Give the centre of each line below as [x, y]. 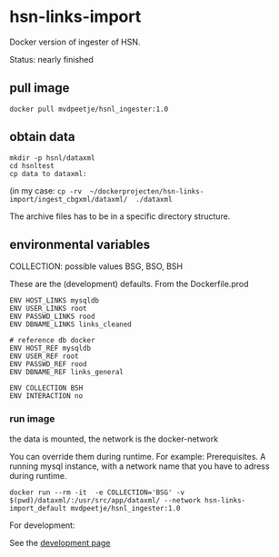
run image [32, 419]
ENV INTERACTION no [46, 396]
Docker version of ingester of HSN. [75, 42]
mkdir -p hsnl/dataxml [52, 158]
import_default [38, 508]
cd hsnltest [32, 165]
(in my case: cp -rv [46, 190]
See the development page [60, 542]
